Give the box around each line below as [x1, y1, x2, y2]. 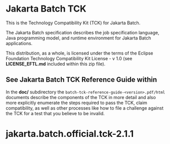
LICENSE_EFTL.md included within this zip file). [6, 61, 106, 67]
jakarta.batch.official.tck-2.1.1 [6, 128, 134, 139]
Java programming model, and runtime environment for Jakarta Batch [6, 35, 151, 41]
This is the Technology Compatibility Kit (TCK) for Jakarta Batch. [6, 20, 141, 26]
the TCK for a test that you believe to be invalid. [6, 110, 105, 116]
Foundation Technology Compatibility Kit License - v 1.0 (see [6, 55, 133, 61]
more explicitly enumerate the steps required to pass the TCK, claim [6, 100, 147, 106]
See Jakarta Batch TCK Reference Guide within [6, 75, 157, 84]
